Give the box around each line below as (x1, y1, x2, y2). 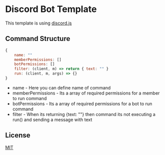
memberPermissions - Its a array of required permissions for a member (12, 90, 160, 96)
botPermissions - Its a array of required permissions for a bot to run (12, 100, 152, 106)
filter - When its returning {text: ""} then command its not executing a (12, 111, 155, 117)
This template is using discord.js (5, 20, 72, 26)
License (5, 131, 31, 139)
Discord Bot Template (5, 3, 97, 15)
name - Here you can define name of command (12, 84, 111, 90)
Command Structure (5, 34, 70, 43)
